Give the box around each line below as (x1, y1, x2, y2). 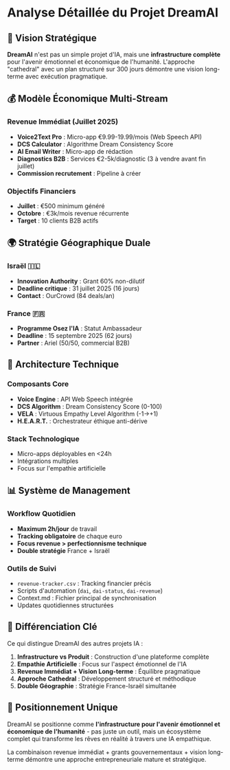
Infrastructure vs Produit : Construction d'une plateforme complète (16, 653, 209, 661)
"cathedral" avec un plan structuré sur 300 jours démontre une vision (7, 65, 204, 73)
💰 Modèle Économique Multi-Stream (7, 93, 168, 104)
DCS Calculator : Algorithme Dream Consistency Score (16, 139, 174, 148)
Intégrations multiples (16, 457, 79, 465)
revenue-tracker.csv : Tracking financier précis (16, 579, 152, 587)
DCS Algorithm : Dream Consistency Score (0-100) (16, 402, 163, 410)
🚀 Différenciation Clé (7, 621, 97, 633)
